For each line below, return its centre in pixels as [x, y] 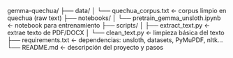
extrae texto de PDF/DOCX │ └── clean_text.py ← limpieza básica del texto [116, 32]
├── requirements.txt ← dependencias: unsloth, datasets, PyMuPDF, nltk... [115, 40]
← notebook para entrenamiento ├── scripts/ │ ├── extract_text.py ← [109, 25]
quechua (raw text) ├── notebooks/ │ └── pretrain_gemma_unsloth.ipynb [114, 18]
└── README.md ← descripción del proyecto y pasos [85, 47]
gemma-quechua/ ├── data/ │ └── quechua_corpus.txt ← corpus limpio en [117, 11]
